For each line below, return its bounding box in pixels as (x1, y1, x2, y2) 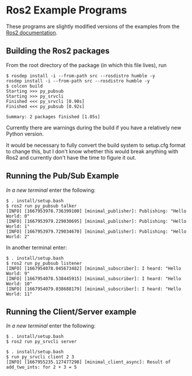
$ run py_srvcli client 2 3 (6, 354, 75, 360)
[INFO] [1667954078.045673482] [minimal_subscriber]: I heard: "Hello (6, 265, 181, 271)
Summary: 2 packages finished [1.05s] (6, 113, 100, 120)
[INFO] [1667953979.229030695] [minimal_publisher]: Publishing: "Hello (6, 218, 187, 224)
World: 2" (6, 233, 30, 240)
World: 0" (6, 213, 30, 219)
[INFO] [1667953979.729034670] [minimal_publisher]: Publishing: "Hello (6, 229, 187, 234)
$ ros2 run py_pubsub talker (6, 203, 77, 209)
